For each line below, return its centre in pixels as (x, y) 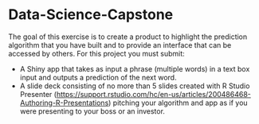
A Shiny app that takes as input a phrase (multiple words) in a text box (135, 68)
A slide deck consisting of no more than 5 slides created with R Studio (135, 86)
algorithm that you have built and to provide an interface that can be (120, 45)
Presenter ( (38, 94)
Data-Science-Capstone (91, 15)
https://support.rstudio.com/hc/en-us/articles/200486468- (153, 94)
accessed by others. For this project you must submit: (96, 53)
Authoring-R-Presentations (64, 103)
